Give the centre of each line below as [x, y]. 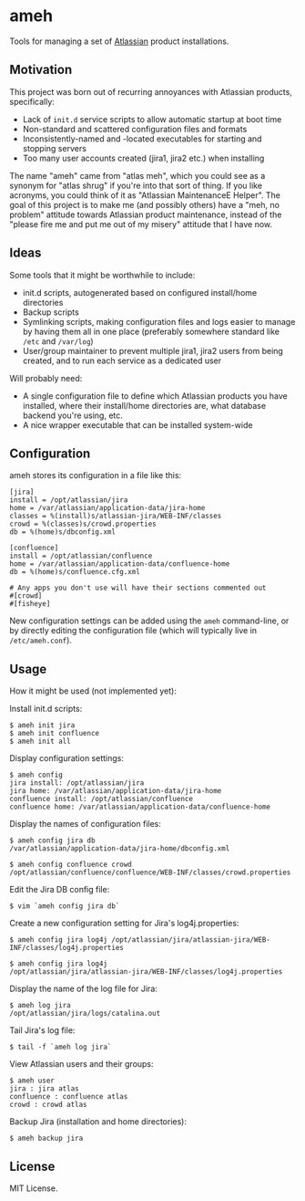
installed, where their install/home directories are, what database [144, 405]
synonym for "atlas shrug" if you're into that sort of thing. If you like [136, 185]
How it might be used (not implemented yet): [93, 691]
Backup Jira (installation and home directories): [98, 1122]
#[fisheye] [30, 604]
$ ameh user [32, 1081]
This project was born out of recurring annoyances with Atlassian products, [151, 91]
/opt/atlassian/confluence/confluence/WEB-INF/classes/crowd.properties [150, 872]
